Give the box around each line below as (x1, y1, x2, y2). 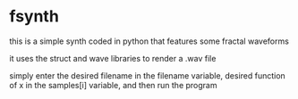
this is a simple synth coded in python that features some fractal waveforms (9, 36, 289, 46)
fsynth (9, 6, 60, 27)
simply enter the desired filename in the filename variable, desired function (9, 70, 286, 81)
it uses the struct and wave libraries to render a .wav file (9, 53, 217, 63)
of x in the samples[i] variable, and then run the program (9, 79, 217, 90)
